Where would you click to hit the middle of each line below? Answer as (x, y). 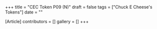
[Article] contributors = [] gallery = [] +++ (47, 22)
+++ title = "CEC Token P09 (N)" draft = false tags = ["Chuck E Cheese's (79, 7)
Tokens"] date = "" (24, 12)
